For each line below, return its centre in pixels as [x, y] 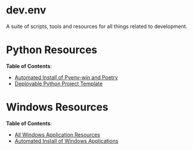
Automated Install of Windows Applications [66, 141]
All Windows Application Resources [57, 134]
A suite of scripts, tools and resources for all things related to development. [97, 26]
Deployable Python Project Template [58, 83]
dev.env [26, 10]
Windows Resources [57, 107]
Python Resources [52, 50]
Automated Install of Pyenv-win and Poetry [66, 77]
